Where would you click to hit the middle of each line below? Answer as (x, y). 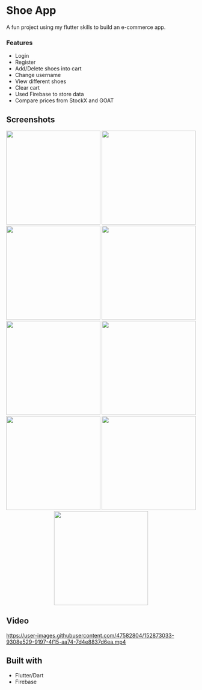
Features (20, 43)
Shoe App (31, 11)
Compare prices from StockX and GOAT (64, 100)
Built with (24, 661)
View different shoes (41, 81)
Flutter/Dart (29, 675)
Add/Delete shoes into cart (48, 69)
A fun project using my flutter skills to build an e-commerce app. (86, 27)
